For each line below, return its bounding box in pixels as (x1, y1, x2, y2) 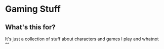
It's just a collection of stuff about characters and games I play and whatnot (5, 36, 159, 42)
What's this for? (5, 23, 56, 31)
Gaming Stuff (5, 3, 61, 15)
